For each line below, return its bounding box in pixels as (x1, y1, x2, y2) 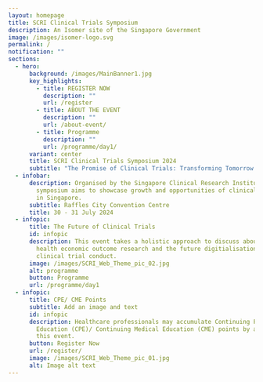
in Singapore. (36, 194, 82, 202)
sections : (8, 56, 41, 64)
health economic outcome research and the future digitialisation (36, 245, 258, 253)
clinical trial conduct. (36, 252, 117, 260)
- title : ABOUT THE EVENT (36, 107, 121, 115)
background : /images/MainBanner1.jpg (28, 70, 153, 78)
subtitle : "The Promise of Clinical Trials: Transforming (28, 165, 222, 173)
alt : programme (28, 267, 79, 275)
